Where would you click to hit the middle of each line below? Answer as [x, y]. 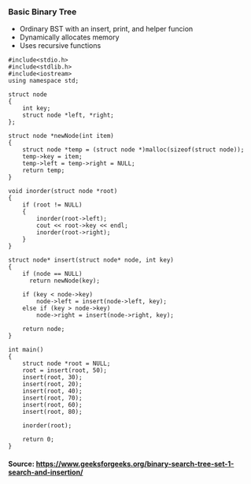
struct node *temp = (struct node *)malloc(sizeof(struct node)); [133, 150]
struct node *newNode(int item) [61, 136]
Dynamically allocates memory [69, 37]
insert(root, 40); [52, 391]
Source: [22, 464]
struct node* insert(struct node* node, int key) [91, 260]
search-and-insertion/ [46, 472]
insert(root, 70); [52, 398]
